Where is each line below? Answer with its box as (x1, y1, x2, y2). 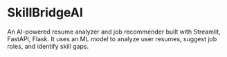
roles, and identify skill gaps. (7, 42, 89, 50)
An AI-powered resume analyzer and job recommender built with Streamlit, (7, 27, 221, 36)
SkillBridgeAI (7, 5, 83, 21)
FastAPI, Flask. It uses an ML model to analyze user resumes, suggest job (7, 34, 217, 43)
